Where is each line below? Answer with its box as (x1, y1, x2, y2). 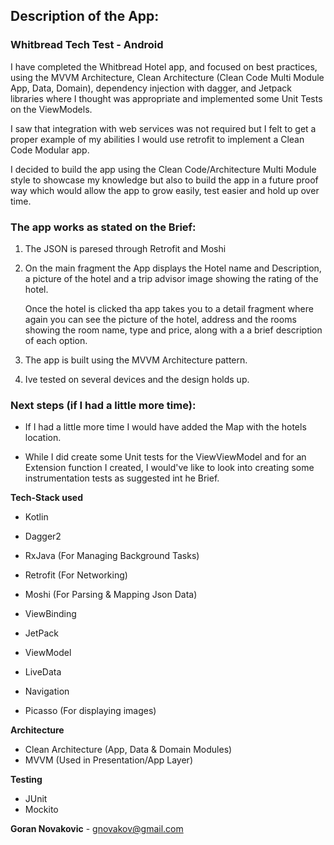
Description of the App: (10, 8, 160, 25)
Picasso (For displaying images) (24, 705, 157, 717)
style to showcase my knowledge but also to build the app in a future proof (10, 174, 319, 186)
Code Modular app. (10, 144, 90, 156)
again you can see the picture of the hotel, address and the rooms (24, 313, 297, 325)
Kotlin (24, 511, 49, 523)
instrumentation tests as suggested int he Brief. (24, 472, 220, 484)
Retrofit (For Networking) (24, 569, 128, 581)
